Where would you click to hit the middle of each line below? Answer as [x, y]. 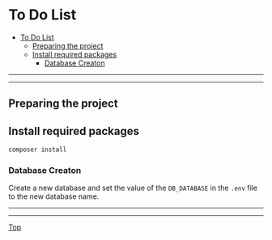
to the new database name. [54, 196]
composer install [38, 150]
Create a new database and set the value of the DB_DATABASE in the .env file [133, 188]
